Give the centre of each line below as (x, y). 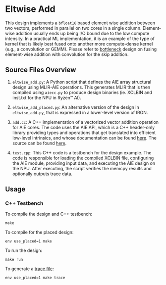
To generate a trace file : (29, 269)
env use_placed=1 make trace (35, 278)
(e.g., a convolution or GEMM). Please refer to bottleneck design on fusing (81, 49)
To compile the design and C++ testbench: (49, 214)
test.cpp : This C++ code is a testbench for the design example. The (82, 152)
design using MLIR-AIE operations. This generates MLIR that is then (81, 87)
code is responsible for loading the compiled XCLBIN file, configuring (83, 158)
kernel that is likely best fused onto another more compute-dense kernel (79, 44)
